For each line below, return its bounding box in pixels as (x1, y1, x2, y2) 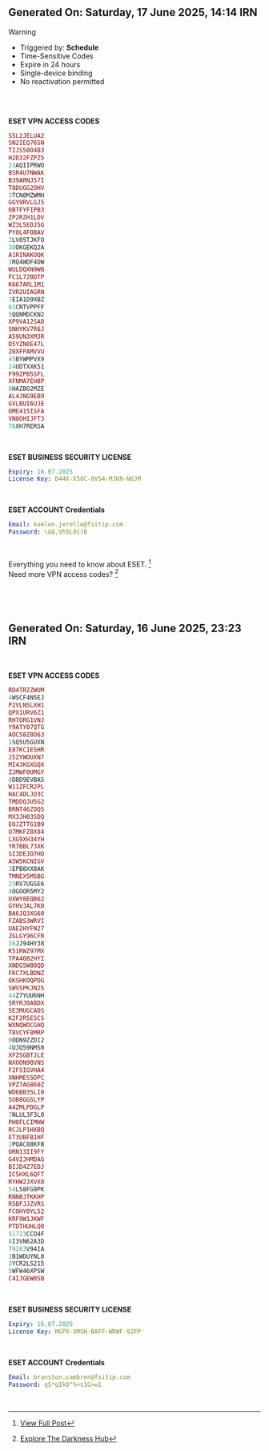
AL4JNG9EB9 (8, 393, 45, 401)
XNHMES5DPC (8, 1074, 45, 1082)
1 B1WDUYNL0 (8, 1252, 45, 1260)
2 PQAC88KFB (8, 1140, 45, 1149)
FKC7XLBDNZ (8, 969, 45, 977)
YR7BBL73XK (8, 843, 45, 851)
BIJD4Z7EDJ (8, 1163, 45, 1171)
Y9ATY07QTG (8, 723, 45, 732)
